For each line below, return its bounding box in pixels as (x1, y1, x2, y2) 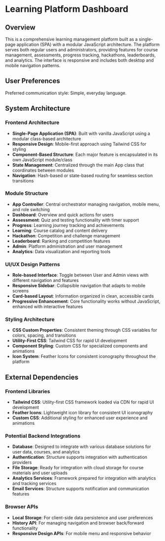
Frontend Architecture (5, 119, 60, 126)
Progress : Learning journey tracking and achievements (12, 222, 125, 228)
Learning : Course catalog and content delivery (12, 227, 107, 233)
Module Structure (5, 190, 48, 197)
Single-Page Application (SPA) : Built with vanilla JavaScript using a (12, 130, 150, 136)
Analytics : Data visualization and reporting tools (12, 248, 111, 254)
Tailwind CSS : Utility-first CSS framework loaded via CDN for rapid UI (12, 399, 154, 405)
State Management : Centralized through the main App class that (12, 162, 144, 168)
